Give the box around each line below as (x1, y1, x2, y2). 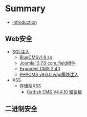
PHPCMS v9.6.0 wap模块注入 (19, 71, 79, 77)
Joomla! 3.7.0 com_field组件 (19, 60, 76, 66)
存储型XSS (19, 83, 41, 88)
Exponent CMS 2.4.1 (19, 65, 60, 71)
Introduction (12, 19, 37, 25)
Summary (5, 3, 45, 14)
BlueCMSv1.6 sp (19, 54, 53, 60)
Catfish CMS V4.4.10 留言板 (26, 89, 82, 95)
